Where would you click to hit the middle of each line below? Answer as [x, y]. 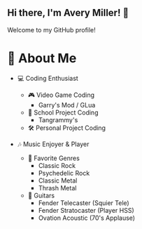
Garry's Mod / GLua [67, 105]
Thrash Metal [57, 188]
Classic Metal [58, 181]
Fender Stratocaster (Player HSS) [86, 210]
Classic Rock [57, 165]
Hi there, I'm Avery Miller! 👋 [68, 13]
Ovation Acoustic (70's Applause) [86, 218]
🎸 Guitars [41, 195]
